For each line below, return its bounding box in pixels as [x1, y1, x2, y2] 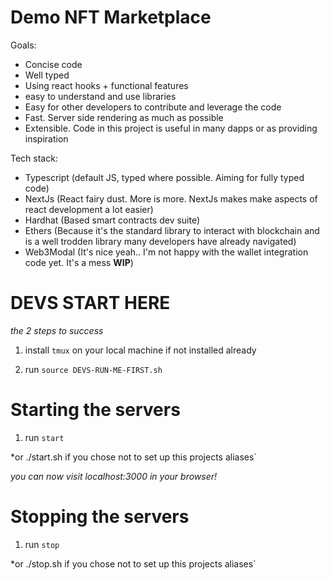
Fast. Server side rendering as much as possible [24, 111, 224, 123]
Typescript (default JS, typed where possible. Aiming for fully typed [24, 171, 305, 183]
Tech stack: [10, 152, 58, 164]
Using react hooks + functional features [24, 79, 189, 91]
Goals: [10, 39, 37, 51]
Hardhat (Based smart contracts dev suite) [24, 214, 201, 226]
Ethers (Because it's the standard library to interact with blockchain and [24, 224, 320, 236]
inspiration [24, 132, 69, 145]
